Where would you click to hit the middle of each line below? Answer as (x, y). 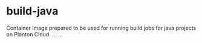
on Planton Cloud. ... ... (35, 34)
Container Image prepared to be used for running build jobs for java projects (101, 28)
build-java (32, 11)
